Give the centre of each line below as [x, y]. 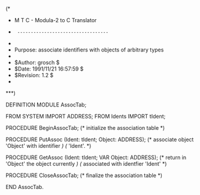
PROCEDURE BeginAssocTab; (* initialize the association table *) [85, 128]
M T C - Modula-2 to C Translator [55, 20]
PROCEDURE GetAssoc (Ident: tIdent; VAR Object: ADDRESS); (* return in [96, 157]
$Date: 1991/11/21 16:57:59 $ [49, 69]
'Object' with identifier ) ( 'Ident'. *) [49, 146]
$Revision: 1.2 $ [34, 75]
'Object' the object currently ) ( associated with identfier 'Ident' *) [86, 164]
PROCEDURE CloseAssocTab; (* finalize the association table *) [84, 175]
